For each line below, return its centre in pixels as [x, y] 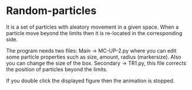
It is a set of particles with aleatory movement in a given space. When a [92, 27]
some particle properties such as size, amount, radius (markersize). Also [94, 57]
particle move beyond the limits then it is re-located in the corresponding [94, 33]
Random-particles [51, 11]
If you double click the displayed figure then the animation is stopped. [90, 81]
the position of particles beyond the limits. [57, 69]
